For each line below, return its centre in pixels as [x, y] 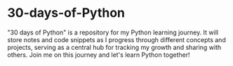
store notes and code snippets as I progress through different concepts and [116, 39]
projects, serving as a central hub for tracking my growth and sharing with [114, 47]
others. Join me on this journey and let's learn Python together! [99, 55]
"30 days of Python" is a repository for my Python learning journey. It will [113, 32]
